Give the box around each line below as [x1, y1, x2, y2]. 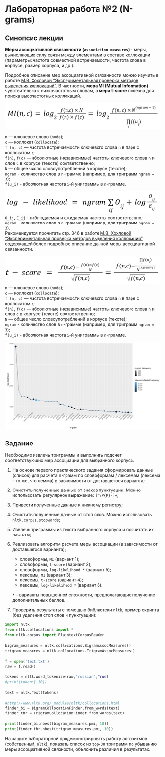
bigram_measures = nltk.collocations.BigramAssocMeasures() [5, 643, 132, 648]
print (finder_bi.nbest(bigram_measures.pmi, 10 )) [5, 721, 109, 726]
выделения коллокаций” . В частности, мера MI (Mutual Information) [5, 83, 149, 89]
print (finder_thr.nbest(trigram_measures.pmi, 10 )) [5, 726, 113, 731]
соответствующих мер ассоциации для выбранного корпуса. [5, 457, 134, 463]
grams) [5, 14, 35, 25]
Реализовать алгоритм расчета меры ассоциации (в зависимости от [12, 541, 158, 547]
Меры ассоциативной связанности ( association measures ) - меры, [5, 47, 147, 52]
